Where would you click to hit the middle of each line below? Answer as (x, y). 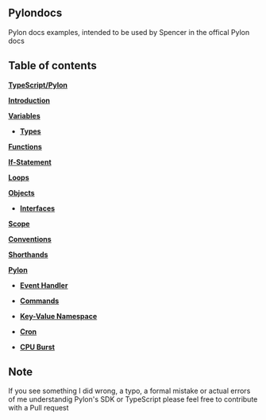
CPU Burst (37, 347)
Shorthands (28, 255)
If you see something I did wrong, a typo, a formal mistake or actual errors (129, 391)
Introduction (29, 100)
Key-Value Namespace (58, 316)
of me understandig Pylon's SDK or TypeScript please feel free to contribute (133, 399)
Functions (25, 146)
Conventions (30, 239)
